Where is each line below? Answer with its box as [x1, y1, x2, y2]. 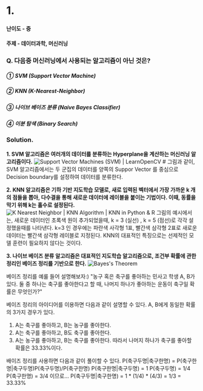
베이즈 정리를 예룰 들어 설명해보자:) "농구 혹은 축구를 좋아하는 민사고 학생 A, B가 [6, 272, 195, 280]
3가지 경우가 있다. [12, 308, 55, 316]
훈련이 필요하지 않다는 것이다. [12, 239, 83, 246]
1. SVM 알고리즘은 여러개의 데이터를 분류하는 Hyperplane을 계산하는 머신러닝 [6, 150, 190, 157]
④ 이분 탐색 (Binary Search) [6, 120, 78, 128]
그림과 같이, [167, 157, 195, 165]
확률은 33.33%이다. [15, 344, 62, 351]
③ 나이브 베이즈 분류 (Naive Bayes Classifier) [6, 103, 121, 111]
